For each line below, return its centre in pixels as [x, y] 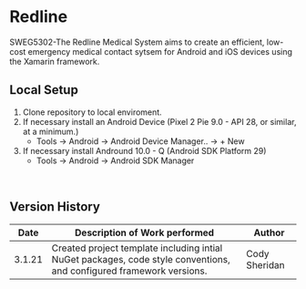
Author [269, 232]
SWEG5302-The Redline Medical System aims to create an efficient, [137, 42]
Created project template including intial [137, 248]
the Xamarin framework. [55, 61]
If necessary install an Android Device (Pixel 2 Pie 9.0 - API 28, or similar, [159, 121]
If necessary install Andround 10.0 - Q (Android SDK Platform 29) [144, 150]
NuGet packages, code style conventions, [141, 259]
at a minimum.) [51, 131]
